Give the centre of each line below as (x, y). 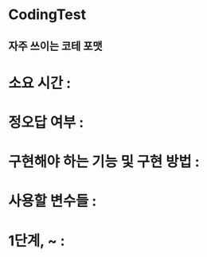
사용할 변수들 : (53, 201)
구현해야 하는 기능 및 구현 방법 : (104, 162)
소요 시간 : (40, 83)
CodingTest (47, 15)
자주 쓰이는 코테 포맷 (55, 46)
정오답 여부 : (46, 122)
